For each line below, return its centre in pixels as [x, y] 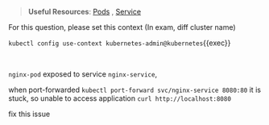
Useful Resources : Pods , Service [85, 12]
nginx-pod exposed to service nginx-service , [83, 74]
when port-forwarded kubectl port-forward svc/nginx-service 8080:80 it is [135, 90]
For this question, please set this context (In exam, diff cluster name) [122, 27]
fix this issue [29, 114]
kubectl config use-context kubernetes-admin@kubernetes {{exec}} [120, 43]
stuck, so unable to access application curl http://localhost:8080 [120, 98]
